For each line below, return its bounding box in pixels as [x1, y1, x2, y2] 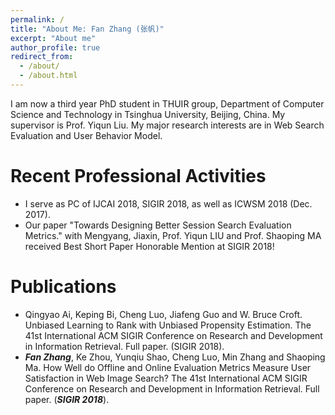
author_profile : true [10, 42, 101, 53]
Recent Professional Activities [10, 165, 267, 188]
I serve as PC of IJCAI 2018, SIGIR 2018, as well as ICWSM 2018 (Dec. [24, 197, 313, 210]
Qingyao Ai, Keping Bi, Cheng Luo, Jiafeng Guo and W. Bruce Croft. [24, 308, 303, 320]
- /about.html [19, 71, 78, 81]
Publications [10, 276, 117, 298]
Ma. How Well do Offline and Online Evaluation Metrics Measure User [24, 361, 312, 373]
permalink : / [10, 14, 65, 25]
